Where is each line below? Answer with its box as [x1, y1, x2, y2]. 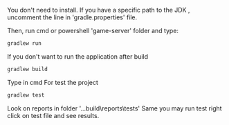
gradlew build [7, 66, 48, 73]
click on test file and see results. [7, 111, 100, 119]
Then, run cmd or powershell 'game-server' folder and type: [7, 27, 178, 35]
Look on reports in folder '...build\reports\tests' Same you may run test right [7, 104, 223, 113]
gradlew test [7, 91, 45, 99]
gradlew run [7, 40, 42, 47]
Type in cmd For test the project [7, 78, 98, 86]
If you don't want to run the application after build [7, 52, 149, 61]
